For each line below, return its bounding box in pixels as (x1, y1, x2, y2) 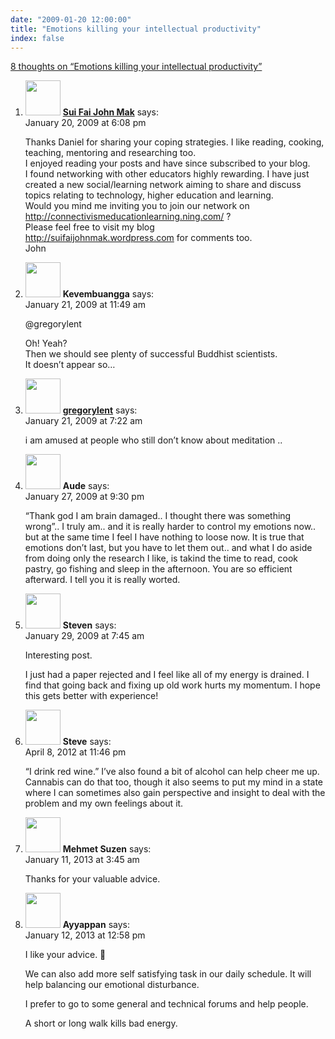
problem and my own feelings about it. (24, 797, 184, 810)
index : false (10, 33, 65, 43)
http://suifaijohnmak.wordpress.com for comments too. (24, 232, 253, 244)
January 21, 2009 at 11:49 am (24, 299, 146, 311)
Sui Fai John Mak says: (62, 106, 160, 118)
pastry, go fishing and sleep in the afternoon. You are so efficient (24, 563, 293, 575)
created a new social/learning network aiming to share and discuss (24, 179, 302, 191)
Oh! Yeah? (24, 337, 68, 350)
